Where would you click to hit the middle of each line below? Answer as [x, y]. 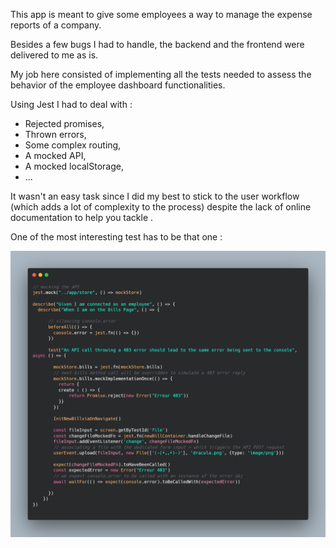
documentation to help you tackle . [82, 217]
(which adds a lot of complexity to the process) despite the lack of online [161, 207]
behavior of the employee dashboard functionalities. [118, 85]
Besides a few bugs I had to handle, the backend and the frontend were [157, 44]
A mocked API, [55, 155]
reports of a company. [56, 25]
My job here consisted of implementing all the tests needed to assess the [161, 74]
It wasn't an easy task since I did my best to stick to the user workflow [155, 196]
